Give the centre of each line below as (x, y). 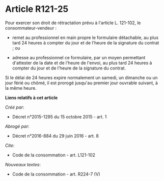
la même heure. (21, 88)
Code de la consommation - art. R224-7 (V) (56, 174)
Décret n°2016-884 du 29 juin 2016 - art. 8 (55, 136)
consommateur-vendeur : (31, 28)
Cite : (10, 145)
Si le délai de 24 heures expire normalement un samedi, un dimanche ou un (82, 77)
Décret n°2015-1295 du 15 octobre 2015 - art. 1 (59, 116)
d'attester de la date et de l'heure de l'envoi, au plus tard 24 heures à (82, 63)
